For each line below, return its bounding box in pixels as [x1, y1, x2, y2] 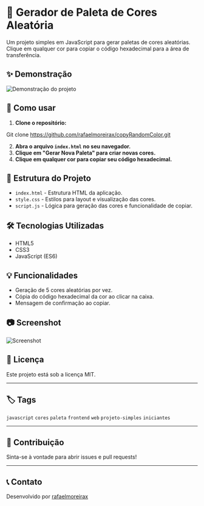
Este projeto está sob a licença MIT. [6, 370, 96, 378]
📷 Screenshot [6, 317, 62, 328]
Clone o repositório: [15, 119, 67, 126]
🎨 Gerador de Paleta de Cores [6, 5, 158, 19]
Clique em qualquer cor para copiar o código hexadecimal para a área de [6, 45, 189, 52]
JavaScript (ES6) [15, 252, 58, 260]
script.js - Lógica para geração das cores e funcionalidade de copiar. [15, 202, 193, 209]
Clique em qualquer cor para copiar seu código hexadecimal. [15, 155, 172, 163]
